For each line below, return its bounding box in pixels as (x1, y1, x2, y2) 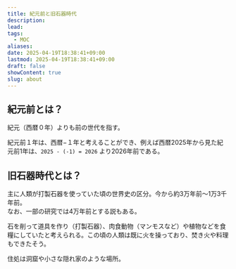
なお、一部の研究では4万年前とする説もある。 (7, 207, 141, 215)
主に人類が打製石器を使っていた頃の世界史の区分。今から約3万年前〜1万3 (7, 190, 221, 197)
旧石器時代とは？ (7, 169, 82, 181)
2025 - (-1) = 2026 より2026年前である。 (40, 147, 164, 155)
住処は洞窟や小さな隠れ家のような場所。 (7, 254, 125, 263)
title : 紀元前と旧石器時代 (7, 10, 77, 18)
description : (7, 17, 46, 24)
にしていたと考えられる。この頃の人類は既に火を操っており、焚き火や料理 (13, 231, 229, 239)
